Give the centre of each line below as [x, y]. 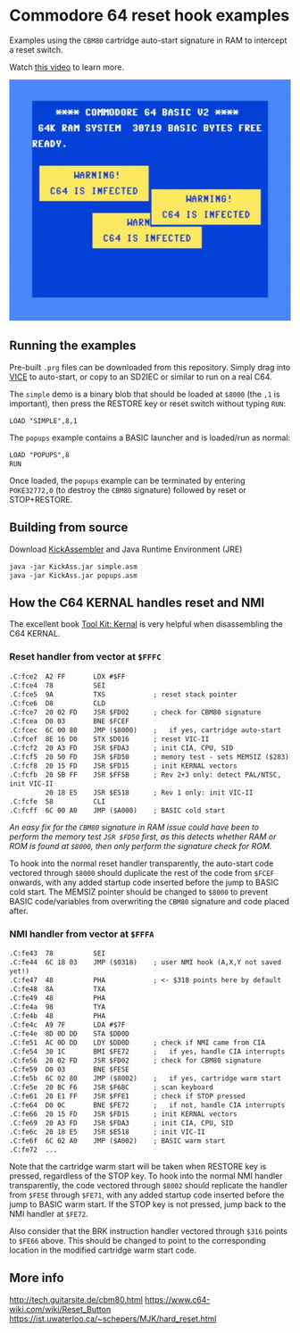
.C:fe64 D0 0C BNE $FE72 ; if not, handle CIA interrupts [147, 1105]
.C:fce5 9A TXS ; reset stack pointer [124, 694]
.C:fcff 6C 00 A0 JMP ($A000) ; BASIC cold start [117, 810]
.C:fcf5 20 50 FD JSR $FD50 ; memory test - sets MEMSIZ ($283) [150, 757]
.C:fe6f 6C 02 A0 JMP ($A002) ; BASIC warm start [117, 1141]
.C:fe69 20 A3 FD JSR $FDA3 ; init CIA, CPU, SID [121, 1123]
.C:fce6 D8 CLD [57, 703]
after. [19, 911]
